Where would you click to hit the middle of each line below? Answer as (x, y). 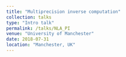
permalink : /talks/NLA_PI (38, 28)
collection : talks (29, 17)
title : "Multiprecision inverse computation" (63, 12)
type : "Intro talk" (30, 23)
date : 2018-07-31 (28, 39)
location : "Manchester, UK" (41, 45)
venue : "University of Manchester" (50, 34)
